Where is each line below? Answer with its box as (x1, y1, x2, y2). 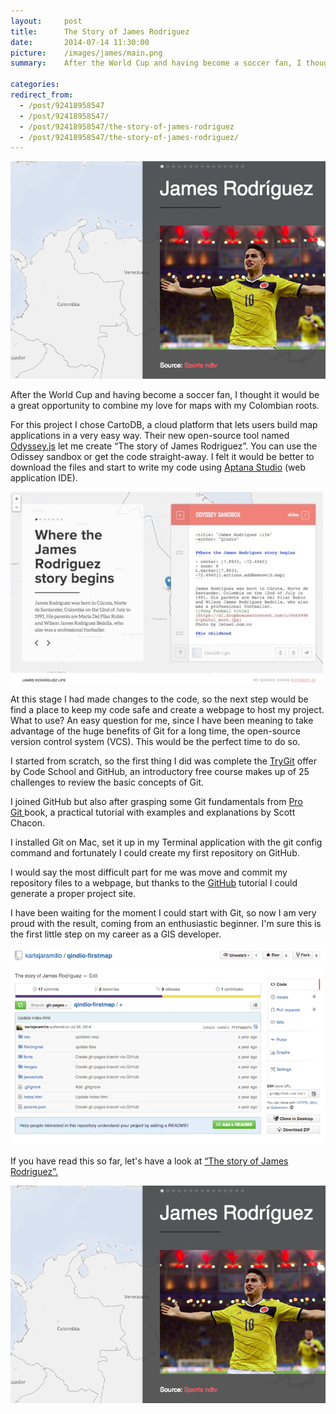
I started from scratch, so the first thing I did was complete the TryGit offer (10, 755, 318, 767)
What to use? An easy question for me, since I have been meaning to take (10, 714, 314, 726)
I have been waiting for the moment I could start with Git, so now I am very (10, 906, 317, 919)
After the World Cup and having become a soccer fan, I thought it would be (10, 388, 320, 400)
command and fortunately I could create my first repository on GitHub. (10, 846, 300, 859)
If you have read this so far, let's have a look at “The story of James (10, 1155, 289, 1167)
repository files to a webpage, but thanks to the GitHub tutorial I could (10, 876, 298, 889)
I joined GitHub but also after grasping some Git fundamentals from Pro (10, 795, 303, 807)
